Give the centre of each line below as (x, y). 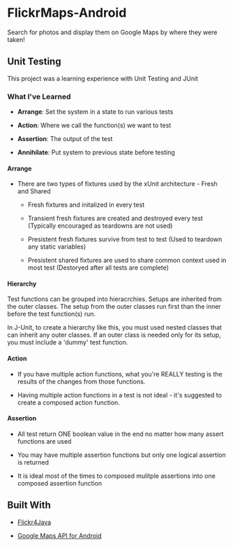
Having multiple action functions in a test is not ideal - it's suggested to (119, 395)
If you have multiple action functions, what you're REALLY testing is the (120, 374)
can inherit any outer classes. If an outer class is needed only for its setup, (114, 335)
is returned (33, 462)
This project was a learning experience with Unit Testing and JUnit (103, 78)
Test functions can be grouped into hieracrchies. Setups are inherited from (114, 299)
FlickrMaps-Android (67, 13)
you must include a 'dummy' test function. (68, 342)
